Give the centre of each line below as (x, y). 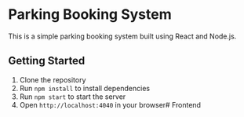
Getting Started (47, 61)
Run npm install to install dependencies (85, 88)
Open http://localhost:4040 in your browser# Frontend (110, 104)
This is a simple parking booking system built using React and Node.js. (122, 36)
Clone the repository (53, 79)
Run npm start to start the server (73, 97)
